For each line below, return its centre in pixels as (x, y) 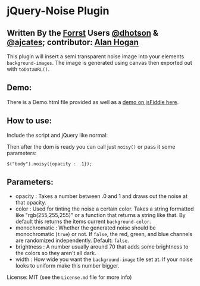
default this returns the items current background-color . (83, 222)
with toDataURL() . (28, 69)
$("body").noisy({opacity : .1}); (50, 164)
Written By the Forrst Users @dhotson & (82, 33)
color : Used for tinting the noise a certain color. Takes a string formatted (104, 209)
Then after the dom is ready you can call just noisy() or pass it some (91, 146)
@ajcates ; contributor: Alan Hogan (73, 42)
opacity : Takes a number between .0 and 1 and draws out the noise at (101, 196)
